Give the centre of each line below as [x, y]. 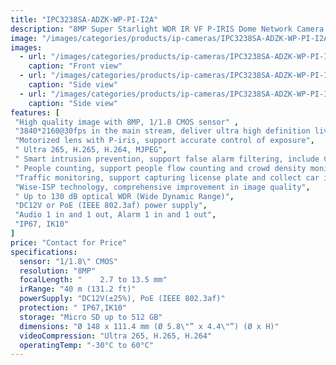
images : [26, 47]
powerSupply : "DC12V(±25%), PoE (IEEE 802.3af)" [122, 299]
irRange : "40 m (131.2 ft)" [78, 289]
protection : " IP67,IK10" [73, 308]
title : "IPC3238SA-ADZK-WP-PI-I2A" [84, 19]
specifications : [44, 252]
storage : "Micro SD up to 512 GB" [91, 317]
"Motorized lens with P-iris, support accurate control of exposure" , [164, 141]
